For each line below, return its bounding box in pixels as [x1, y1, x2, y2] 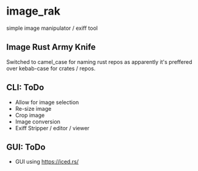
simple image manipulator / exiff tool [6, 24, 98, 32]
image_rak [6, 4, 61, 18]
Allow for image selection [15, 99, 79, 106]
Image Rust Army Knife [6, 42, 96, 52]
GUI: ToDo [6, 142, 46, 152]
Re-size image [15, 105, 52, 112]
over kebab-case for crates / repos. [6, 65, 96, 72]
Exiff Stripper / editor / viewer [15, 124, 90, 131]
